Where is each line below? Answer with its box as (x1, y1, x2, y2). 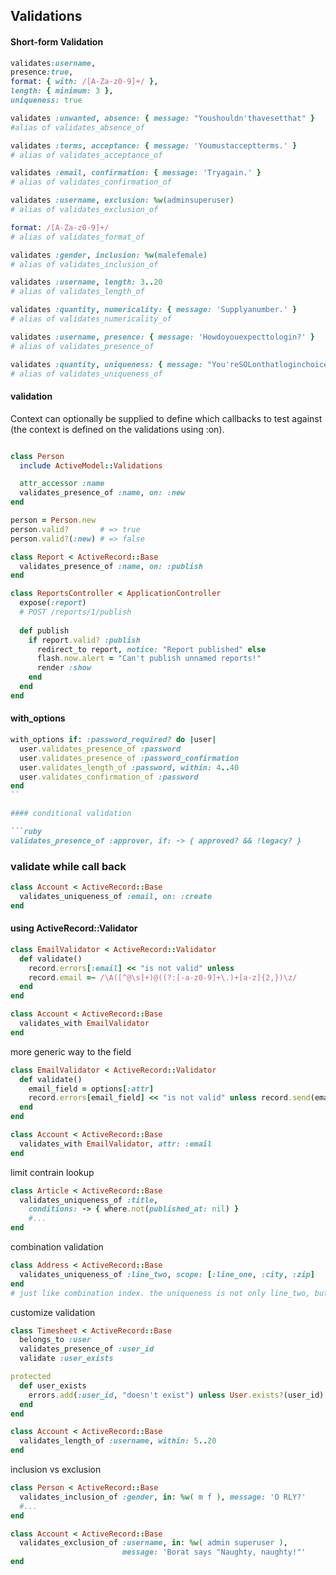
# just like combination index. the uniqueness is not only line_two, (10, 1288, 311, 1298)
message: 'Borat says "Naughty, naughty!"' (121, 1547, 307, 1558)
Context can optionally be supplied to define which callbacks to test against (10, 412, 323, 424)
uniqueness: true (10, 95, 83, 106)
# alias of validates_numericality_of (10, 314, 172, 324)
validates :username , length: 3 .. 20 (10, 277, 163, 288)
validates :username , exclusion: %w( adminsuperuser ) (10, 195, 235, 206)
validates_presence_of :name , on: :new (19, 488, 186, 498)
